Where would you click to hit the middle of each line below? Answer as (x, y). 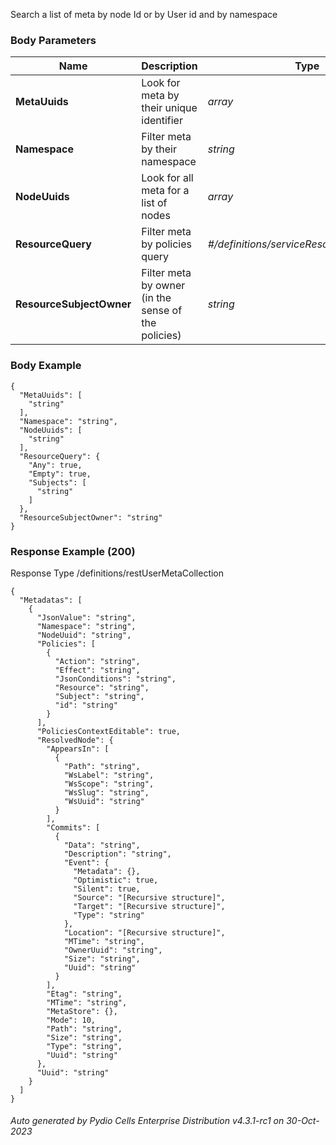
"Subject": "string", (99, 696)
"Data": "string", (102, 845)
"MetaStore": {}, (82, 1011)
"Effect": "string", (97, 670)
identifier (162, 121)
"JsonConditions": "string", (115, 679)
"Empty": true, (60, 474)
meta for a (165, 191)
